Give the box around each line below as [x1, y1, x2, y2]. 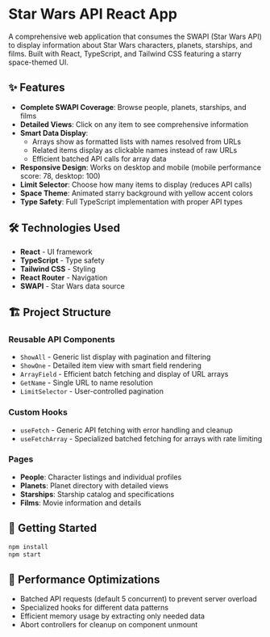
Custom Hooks [8, 407, 69, 418]
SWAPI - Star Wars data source [19, 281, 125, 291]
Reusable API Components [8, 333, 115, 344]
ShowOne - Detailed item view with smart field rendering [19, 361, 201, 370]
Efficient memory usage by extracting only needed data [19, 611, 206, 621]
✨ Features [8, 81, 65, 95]
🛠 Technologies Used [8, 221, 121, 235]
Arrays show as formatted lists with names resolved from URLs [31, 137, 242, 146]
